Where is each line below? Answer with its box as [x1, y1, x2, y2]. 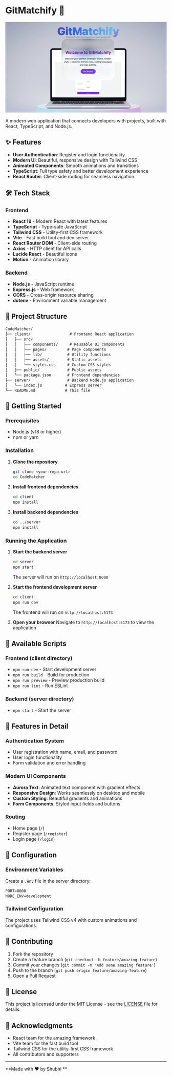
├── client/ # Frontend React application [5, 332, 134, 337]
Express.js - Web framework [12, 286, 74, 293]
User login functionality [12, 754, 62, 760]
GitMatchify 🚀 [5, 5, 65, 16]
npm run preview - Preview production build [12, 677, 105, 684]
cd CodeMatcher [12, 474, 46, 480]
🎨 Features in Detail [5, 722, 69, 731]
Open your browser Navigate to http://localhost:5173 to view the [12, 619, 155, 625]
